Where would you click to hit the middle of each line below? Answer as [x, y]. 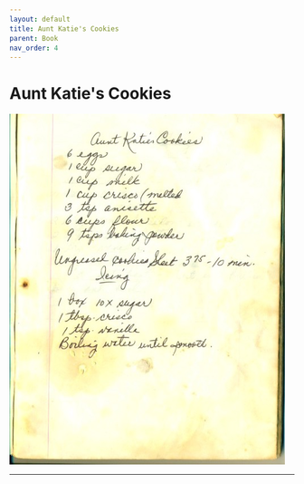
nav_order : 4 [34, 48]
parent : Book [34, 38]
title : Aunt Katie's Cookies [64, 29]
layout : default [40, 19]
